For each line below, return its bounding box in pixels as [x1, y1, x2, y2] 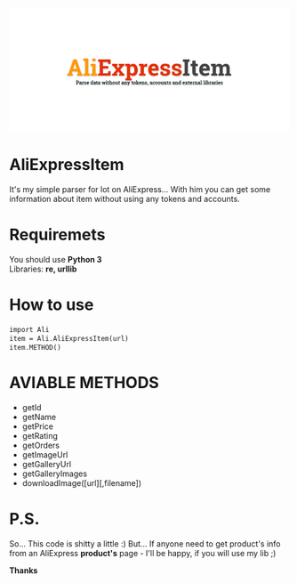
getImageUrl [21, 449, 68, 460]
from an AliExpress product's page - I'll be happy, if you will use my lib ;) [9, 547, 277, 558]
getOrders [21, 440, 60, 450]
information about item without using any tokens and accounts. [9, 193, 240, 204]
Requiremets [9, 225, 106, 245]
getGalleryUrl [21, 458, 72, 469]
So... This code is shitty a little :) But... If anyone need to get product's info [9, 538, 281, 549]
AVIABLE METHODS [9, 373, 160, 393]
